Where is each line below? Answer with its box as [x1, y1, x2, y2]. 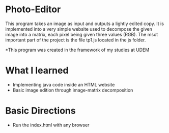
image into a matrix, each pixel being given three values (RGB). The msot [5, 31, 158, 37]
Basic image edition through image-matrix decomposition [12, 87, 133, 93]
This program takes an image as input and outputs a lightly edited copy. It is [5, 20, 164, 27]
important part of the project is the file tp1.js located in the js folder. [5, 37, 146, 43]
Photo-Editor [5, 4, 61, 15]
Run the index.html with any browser [12, 122, 90, 128]
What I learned [5, 65, 69, 76]
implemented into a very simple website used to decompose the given [5, 26, 153, 32]
